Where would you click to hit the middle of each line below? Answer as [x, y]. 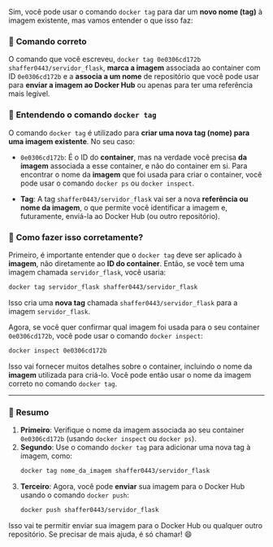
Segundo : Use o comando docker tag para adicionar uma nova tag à [135, 447]
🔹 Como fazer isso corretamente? [76, 237]
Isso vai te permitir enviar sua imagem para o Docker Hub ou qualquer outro [135, 525]
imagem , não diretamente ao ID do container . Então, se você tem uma [127, 263]
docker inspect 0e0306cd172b [58, 350]
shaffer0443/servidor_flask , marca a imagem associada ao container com [134, 68]
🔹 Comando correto [48, 42]
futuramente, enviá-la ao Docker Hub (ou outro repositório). [120, 216]
